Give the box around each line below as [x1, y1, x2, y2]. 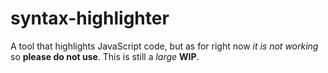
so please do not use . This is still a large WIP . [10, 50, 200, 62]
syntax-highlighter [10, 7, 170, 30]
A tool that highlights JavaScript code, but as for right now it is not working [10, 40, 319, 52]
